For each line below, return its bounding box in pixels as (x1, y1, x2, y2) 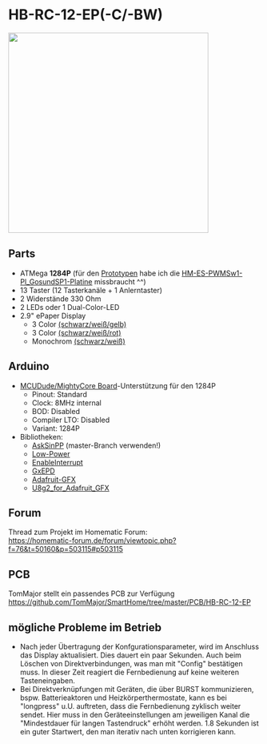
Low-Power (31, 448, 70, 458)
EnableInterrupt (31, 457, 84, 467)
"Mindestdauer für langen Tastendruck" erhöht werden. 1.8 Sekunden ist (19, 718, 260, 728)
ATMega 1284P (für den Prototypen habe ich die (19, 268, 181, 278)
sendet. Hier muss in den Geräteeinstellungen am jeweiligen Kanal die (19, 710, 250, 719)
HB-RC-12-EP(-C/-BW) (8, 6, 164, 24)
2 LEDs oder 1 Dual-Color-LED (19, 302, 120, 312)
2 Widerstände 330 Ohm (19, 294, 102, 304)
